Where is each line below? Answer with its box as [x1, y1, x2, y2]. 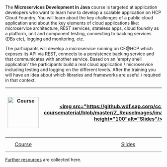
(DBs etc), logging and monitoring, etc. [5, 36, 84, 42]
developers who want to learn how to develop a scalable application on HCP [5, 9, 162, 15]
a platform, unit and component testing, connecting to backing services [5, 31, 152, 36]
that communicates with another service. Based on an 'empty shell [5, 56, 142, 62]
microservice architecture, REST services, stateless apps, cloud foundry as [5, 25, 159, 31]
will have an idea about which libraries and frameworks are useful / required [5, 72, 161, 78]
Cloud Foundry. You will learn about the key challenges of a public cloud [5, 15, 153, 20]
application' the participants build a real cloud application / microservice [5, 62, 153, 67]
